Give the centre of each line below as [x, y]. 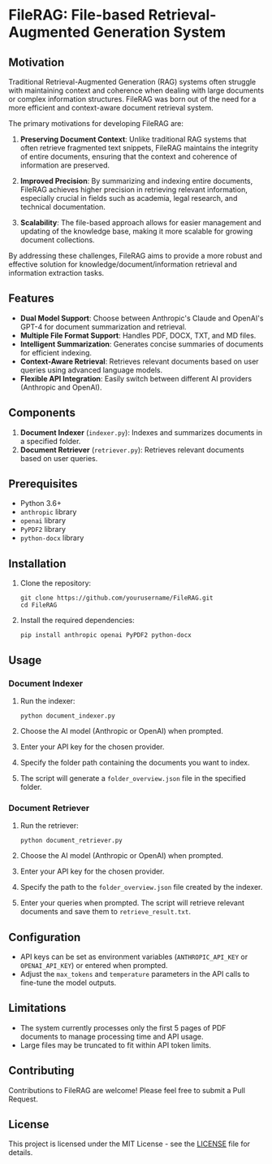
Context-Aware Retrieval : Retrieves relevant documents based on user [139, 361]
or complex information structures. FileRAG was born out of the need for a [132, 99]
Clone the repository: [56, 583]
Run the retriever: [49, 826]
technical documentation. [63, 207]
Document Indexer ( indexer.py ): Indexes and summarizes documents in [141, 432]
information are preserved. [65, 165]
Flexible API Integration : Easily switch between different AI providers [136, 378]
